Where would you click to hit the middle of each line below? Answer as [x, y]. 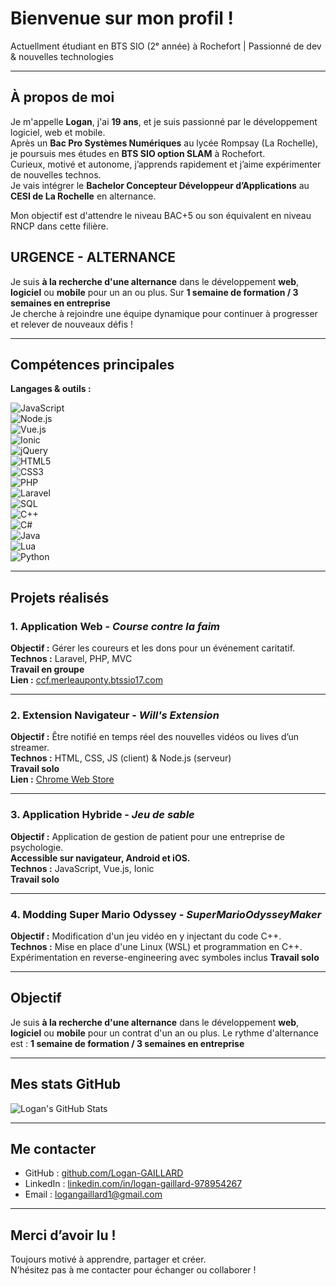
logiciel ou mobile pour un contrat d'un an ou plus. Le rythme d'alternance [164, 1033]
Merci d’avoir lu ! [63, 1235]
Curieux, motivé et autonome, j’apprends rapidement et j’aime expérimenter [166, 164]
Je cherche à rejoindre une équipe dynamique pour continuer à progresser [164, 313]
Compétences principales [92, 364]
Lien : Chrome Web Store [62, 779]
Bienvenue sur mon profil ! [122, 18]
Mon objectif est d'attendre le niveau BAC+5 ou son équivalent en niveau [161, 215]
